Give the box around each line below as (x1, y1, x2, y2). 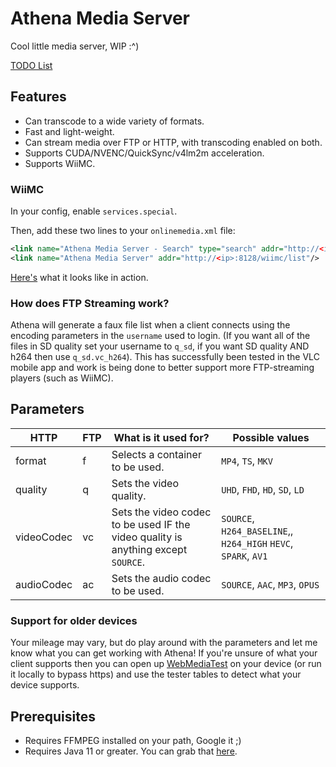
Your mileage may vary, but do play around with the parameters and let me (10, 637, 318, 649)
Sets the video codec (111, 505, 212, 519)
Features (10, 88, 67, 106)
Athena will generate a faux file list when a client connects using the (10, 319, 291, 331)
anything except (111, 542, 188, 556)
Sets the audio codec (111, 571, 212, 585)
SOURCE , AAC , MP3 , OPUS (221, 577, 320, 591)
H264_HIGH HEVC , (221, 536, 294, 550)
